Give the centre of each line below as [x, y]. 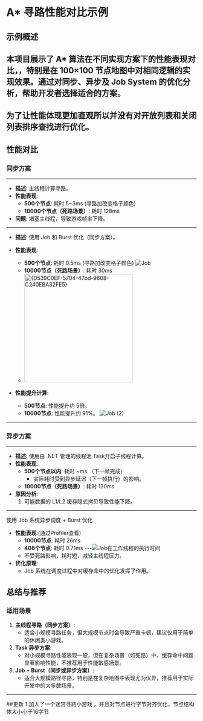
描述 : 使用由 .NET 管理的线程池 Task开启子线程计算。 [81, 456]
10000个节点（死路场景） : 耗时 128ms [72, 211]
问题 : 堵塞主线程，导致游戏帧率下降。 [62, 219]
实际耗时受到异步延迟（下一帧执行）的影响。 [89, 479]
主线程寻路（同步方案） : [45, 625]
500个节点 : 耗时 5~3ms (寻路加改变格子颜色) [80, 204]
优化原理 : [26, 563]
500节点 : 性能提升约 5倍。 [57, 406]
